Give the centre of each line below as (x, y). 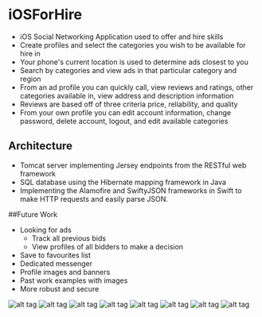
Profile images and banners (65, 272)
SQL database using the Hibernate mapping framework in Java (123, 182)
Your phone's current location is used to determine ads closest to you (134, 62)
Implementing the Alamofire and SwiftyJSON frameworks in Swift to (131, 190)
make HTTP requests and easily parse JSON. (94, 199)
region (30, 79)
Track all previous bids (68, 238)
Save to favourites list (55, 255)
